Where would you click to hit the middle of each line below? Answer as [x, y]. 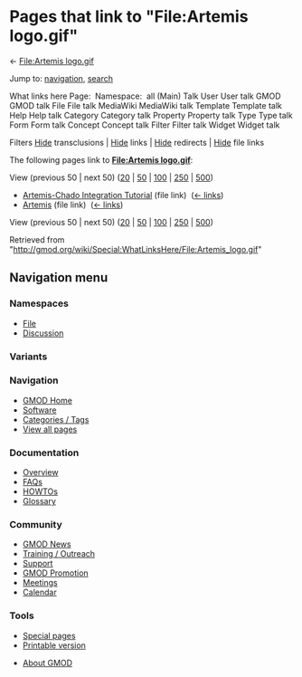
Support [38, 564]
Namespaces [39, 303]
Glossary [39, 501]
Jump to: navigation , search [61, 78]
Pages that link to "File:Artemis [129, 17]
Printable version [54, 645]
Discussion [43, 333]
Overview [40, 472]
